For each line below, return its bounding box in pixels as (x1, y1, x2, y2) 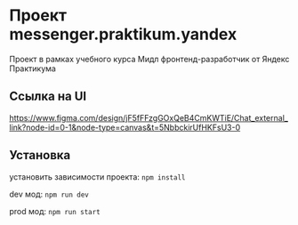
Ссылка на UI (9, 89, 87, 104)
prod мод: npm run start (9, 205, 101, 216)
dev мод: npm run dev (9, 189, 89, 199)
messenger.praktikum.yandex (9, 24, 238, 44)
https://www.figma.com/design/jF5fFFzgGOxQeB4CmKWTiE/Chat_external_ (9, 112, 289, 123)
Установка (9, 148, 71, 163)
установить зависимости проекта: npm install (9, 171, 186, 182)
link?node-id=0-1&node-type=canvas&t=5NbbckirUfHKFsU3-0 (9, 122, 241, 133)
